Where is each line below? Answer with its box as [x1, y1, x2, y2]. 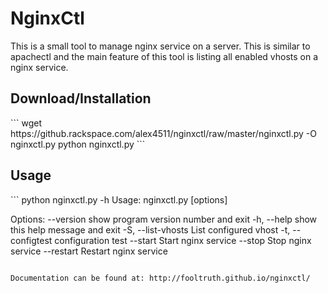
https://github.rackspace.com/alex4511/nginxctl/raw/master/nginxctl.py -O [10, 127, 317, 139]
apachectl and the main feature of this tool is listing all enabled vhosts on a [10, 50, 319, 62]
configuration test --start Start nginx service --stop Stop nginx [54, 234, 312, 246]
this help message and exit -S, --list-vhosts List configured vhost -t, [10, 223, 291, 236]
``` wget [10, 117, 43, 129]
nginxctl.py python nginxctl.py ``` [10, 138, 146, 150]
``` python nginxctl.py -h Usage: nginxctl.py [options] [10, 193, 228, 206]
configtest [10, 234, 53, 246]
